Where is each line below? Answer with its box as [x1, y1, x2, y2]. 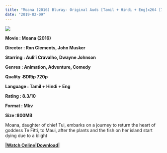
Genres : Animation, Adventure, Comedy [5, 64, 91, 70]
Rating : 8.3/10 [5, 93, 36, 99]
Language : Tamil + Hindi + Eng [5, 83, 71, 89]
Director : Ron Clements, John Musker [5, 44, 85, 50]
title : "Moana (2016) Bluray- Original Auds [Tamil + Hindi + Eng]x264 [5, 7, 157, 12]
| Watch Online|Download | [5, 142, 60, 148]
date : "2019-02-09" [5, 12, 46, 17]
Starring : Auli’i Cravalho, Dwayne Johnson [5, 54, 96, 60]
